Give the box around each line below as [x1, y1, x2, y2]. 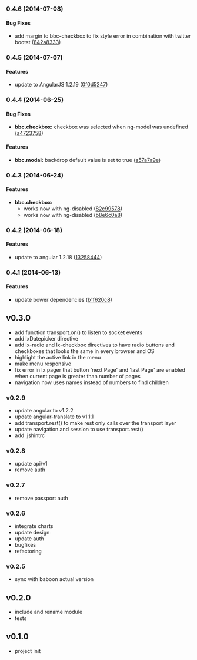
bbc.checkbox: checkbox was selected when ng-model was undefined [14, 123, 188, 131]
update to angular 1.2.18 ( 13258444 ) [14, 253, 102, 260]
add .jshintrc [14, 432, 45, 439]
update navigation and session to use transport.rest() [14, 426, 144, 433]
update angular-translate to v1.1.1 [14, 413, 94, 420]
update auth [14, 535, 44, 542]
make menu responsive [14, 360, 72, 367]
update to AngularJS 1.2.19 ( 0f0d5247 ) [14, 81, 108, 88]
